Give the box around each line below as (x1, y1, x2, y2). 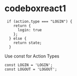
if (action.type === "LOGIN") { (6, 19, 73, 24)
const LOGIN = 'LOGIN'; (4, 62, 53, 67)
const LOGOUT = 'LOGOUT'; (4, 67, 57, 72)
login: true (17, 27, 42, 32)
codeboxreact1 (4, 3, 66, 14)
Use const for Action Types (4, 53, 59, 59)
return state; (13, 40, 42, 45)
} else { (9, 36, 27, 41)
